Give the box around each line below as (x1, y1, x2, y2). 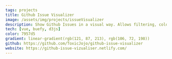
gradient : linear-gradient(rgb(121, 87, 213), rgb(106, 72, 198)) (5, 36, 150, 42)
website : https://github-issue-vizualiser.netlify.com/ (5, 46, 127, 51)
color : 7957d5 (5, 31, 36, 36)
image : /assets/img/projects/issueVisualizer (5, 17, 104, 22)
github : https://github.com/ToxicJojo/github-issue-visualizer (5, 41, 143, 46)
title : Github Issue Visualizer (5, 12, 74, 17)
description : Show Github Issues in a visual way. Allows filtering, (5, 22, 157, 27)
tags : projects (5, 7, 38, 13)
